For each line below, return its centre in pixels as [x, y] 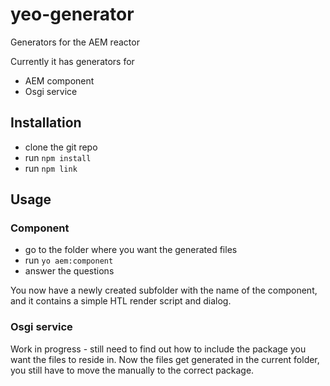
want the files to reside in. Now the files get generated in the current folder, [165, 359]
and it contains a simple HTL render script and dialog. [121, 301]
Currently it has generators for [72, 61]
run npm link [51, 168]
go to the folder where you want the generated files [131, 250]
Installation [46, 123]
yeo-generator [72, 14]
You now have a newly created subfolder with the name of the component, [164, 290]
